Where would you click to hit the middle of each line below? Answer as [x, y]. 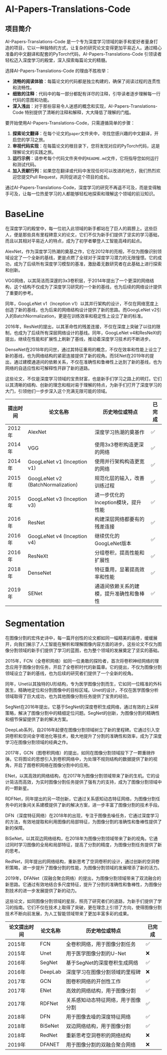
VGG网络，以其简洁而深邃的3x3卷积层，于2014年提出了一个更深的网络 [78, 280]
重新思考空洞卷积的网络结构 [98, 1035]
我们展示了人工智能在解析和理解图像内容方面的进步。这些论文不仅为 [88, 644]
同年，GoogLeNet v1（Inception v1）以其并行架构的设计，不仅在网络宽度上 [82, 303]
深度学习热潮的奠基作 [119, 432]
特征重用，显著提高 [117, 569]
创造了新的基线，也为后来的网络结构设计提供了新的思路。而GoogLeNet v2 [81, 309]
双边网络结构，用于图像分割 [98, 1026]
